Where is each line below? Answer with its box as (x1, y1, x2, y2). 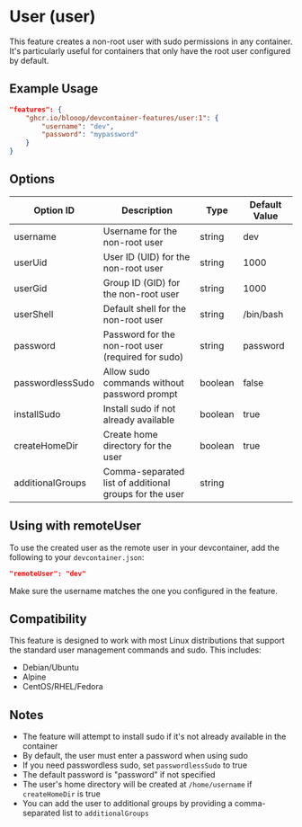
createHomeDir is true (22, 788, 101, 799)
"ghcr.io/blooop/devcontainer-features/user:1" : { (25, 113, 219, 122)
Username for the (102, 225, 178, 237)
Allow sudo (102, 365, 150, 378)
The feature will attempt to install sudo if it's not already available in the (22, 731, 287, 743)
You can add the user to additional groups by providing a (22, 798, 233, 809)
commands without (102, 376, 184, 388)
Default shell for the (102, 302, 187, 315)
